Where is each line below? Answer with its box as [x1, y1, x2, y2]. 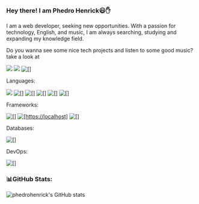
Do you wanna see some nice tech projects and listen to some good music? [6, 47, 194, 54]
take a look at [6, 53, 40, 60]
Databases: [6, 125, 35, 132]
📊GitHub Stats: [6, 175, 53, 184]
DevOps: [6, 148, 28, 155]
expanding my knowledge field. [6, 35, 84, 42]
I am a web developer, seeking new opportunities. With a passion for [6, 22, 176, 29]
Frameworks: [6, 101, 39, 108]
